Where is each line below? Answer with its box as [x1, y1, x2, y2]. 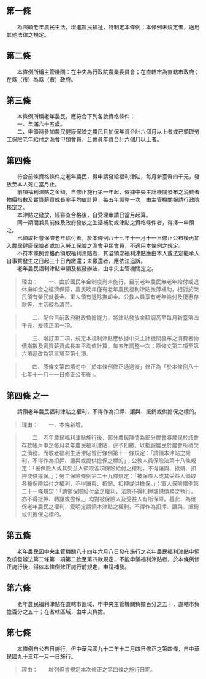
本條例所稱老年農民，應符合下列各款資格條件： [17, 113, 135, 120]
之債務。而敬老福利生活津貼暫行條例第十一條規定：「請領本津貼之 [21, 450, 186, 457]
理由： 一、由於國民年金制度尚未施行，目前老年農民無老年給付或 [21, 278, 194, 285]
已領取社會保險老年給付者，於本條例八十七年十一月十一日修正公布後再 [17, 234, 194, 242]
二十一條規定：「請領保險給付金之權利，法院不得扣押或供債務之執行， [21, 488, 196, 495]
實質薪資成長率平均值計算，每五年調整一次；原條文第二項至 [42, 342, 194, 350]
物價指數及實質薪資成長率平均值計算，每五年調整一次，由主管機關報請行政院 [6, 196, 200, 204]
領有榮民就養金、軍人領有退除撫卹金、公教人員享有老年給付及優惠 [26, 293, 194, 301]
